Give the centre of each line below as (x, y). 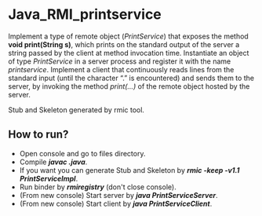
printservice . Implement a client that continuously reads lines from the (121, 69)
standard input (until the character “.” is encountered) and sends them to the (131, 78)
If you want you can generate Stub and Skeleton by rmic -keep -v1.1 (129, 170)
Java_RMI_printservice (85, 15)
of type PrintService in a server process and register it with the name (120, 61)
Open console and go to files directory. (82, 153)
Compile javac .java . (53, 162)
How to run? (38, 135)
